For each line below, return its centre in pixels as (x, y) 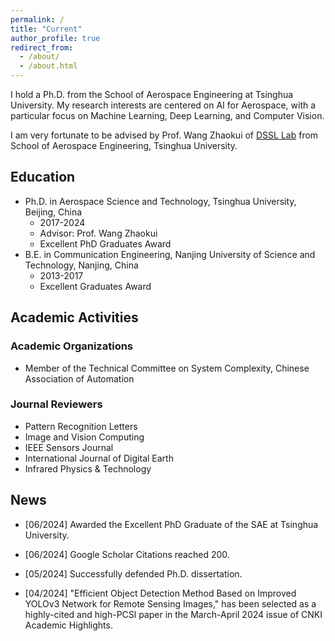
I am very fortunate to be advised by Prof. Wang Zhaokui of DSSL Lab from (164, 135)
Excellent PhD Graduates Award (105, 243)
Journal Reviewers (56, 404)
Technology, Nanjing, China (81, 265)
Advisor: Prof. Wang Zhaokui (98, 233)
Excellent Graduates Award (95, 286)
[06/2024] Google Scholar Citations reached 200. (127, 554)
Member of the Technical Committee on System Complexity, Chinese (167, 368)
